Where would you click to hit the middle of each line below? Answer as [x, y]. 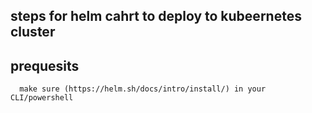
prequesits [45, 65]
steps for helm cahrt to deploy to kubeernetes [156, 16]
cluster [33, 32]
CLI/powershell [42, 98]
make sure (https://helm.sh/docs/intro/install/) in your [143, 89]
